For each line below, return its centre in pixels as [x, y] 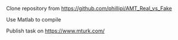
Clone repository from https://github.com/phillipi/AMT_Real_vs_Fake [89, 8]
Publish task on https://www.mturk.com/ [55, 31]
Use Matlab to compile [34, 19]
